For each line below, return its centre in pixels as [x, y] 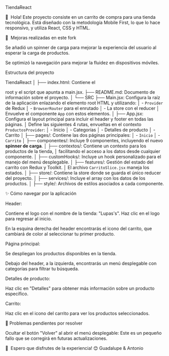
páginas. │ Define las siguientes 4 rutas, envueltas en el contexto [73, 124]
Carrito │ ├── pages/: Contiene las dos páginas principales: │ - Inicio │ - [83, 135]
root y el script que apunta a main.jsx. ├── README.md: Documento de [80, 92]
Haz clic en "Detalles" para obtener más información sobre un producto [80, 288]
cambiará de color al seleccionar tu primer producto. [60, 234]
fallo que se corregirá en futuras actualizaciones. [56, 338]
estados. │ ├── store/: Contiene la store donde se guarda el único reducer [83, 173]
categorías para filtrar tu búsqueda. [42, 269]
